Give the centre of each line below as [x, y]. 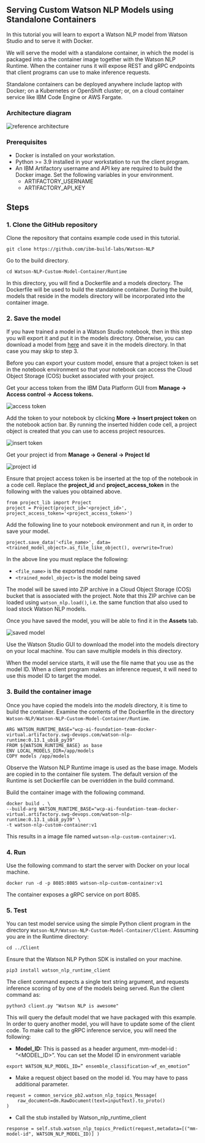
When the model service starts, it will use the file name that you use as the [100, 663]
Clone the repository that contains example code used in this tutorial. [93, 238]
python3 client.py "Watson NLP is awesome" [63, 1006]
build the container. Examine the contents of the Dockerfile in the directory [100, 712]
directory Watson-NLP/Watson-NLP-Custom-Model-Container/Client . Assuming [102, 930]
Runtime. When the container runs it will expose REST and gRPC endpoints [101, 65]
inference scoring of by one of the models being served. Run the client [95, 988]
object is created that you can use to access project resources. [86, 431]
